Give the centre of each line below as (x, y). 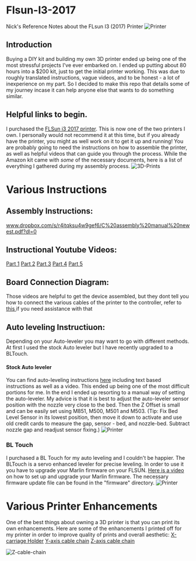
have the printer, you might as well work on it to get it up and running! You (95, 141)
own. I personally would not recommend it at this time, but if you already (93, 135)
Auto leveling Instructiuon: (56, 327)
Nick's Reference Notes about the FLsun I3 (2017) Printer (75, 26)
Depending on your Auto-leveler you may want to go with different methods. (98, 341)
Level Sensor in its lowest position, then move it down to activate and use (94, 417)
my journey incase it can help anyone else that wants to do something (90, 90)
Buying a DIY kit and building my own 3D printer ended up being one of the (96, 58)
